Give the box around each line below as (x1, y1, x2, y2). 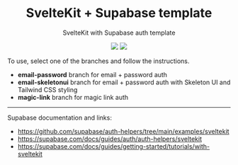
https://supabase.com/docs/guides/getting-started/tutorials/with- (17, 142, 210, 150)
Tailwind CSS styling (17, 85, 78, 93)
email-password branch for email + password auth (17, 70, 168, 79)
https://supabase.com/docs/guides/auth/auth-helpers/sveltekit (17, 135, 202, 143)
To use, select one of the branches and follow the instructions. (7, 57, 190, 65)
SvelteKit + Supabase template (25, 5, 212, 21)
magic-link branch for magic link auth (17, 93, 129, 101)
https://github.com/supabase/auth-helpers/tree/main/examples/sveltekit (17, 127, 229, 135)
